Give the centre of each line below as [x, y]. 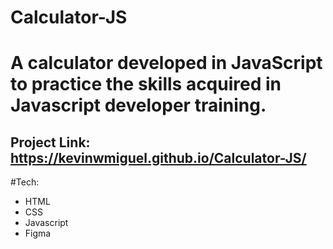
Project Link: [50, 142]
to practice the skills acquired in [146, 84]
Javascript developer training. [138, 105]
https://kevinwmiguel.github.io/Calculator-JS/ [158, 157]
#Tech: [25, 182]
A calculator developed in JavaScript [166, 63]
